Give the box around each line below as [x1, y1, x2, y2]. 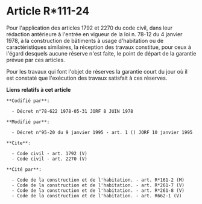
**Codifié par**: [6, 98, 50, 104]
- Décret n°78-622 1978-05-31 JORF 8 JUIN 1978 [11, 108, 134, 114]
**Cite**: [6, 140, 31, 146]
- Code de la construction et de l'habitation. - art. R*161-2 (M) [11, 177, 185, 183]
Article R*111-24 [6, 4, 90, 18]
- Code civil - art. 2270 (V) [11, 156, 87, 162]
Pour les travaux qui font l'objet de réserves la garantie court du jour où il [6, 68, 188, 75]
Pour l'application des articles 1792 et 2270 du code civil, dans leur [6, 24, 173, 31]
